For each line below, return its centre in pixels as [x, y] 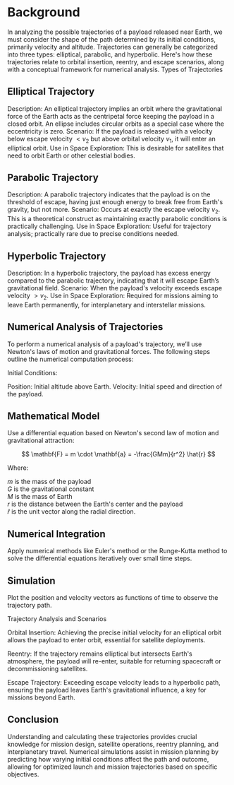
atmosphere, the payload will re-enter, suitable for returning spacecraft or [114, 661]
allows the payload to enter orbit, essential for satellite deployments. [106, 640]
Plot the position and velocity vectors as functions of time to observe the [113, 598]
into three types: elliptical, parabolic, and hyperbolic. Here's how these [110, 54]
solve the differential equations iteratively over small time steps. [100, 558]
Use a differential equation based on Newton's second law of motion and [113, 433]
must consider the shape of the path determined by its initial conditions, [112, 39]
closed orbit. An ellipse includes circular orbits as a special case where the [116, 124]
